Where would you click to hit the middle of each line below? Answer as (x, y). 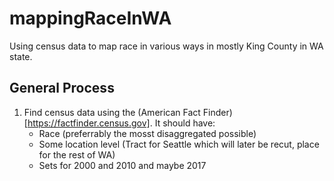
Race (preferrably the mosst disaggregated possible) (147, 133)
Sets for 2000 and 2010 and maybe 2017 (122, 165)
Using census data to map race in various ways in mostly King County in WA (166, 46)
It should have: (185, 123)
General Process (62, 88)
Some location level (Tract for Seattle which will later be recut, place (179, 144)
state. (21, 56)
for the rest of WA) (77, 154)
